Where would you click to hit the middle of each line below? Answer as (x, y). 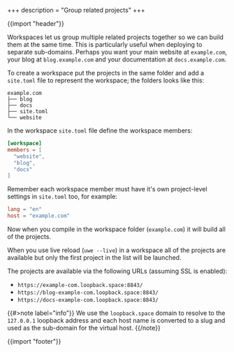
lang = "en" (24, 210)
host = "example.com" (39, 216)
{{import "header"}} (36, 23)
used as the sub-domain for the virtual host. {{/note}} (84, 328)
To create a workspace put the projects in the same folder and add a (106, 73)
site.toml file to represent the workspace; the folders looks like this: (106, 80)
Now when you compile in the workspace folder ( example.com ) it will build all (116, 229)
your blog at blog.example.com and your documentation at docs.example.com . (117, 59)
